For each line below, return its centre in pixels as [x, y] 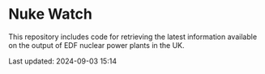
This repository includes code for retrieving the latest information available [133, 37]
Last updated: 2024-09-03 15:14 [63, 61]
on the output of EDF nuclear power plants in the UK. [96, 45]
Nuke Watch [51, 14]
